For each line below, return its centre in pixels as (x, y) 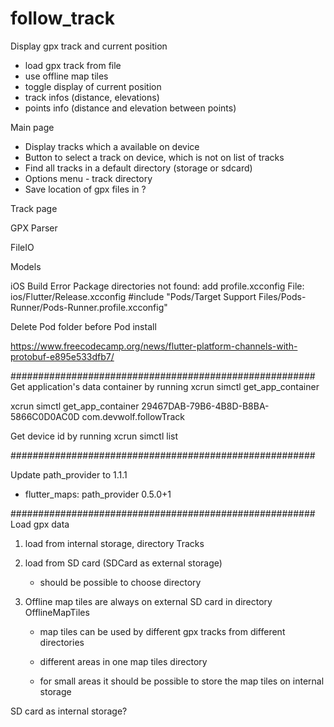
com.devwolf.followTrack (133, 416)
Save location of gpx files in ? (85, 189)
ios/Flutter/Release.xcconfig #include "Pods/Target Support (133, 296)
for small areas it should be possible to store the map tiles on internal (182, 681)
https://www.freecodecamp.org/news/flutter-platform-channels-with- (154, 346)
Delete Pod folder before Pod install (83, 326)
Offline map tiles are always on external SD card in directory (148, 601)
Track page (34, 208)
